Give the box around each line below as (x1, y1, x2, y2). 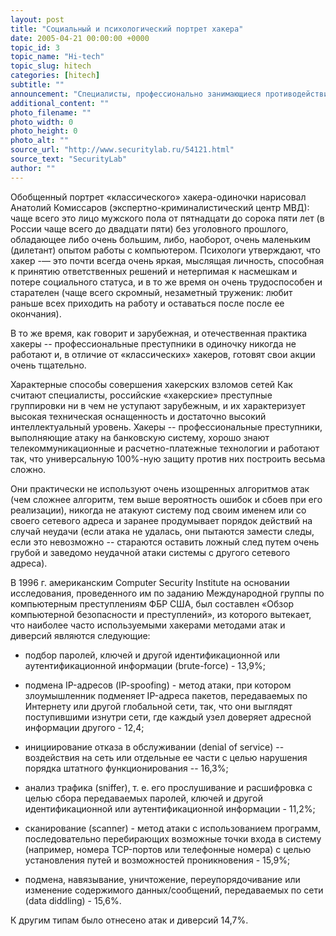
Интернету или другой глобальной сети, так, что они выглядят (24, 700, 293, 712)
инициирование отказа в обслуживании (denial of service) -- (24, 741, 285, 753)
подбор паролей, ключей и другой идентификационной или (24, 649, 280, 661)
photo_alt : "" (10, 136, 70, 146)
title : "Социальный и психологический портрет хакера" (10, 24, 244, 34)
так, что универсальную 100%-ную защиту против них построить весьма (10, 452, 326, 465)
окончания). (10, 307, 62, 320)
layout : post (10, 14, 65, 25)
